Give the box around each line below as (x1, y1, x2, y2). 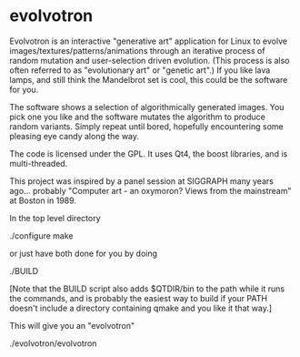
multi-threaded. (9, 158, 68, 168)
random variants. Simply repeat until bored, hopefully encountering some (9, 120, 284, 132)
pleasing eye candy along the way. (9, 130, 139, 141)
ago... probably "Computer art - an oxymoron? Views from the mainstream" (9, 185, 292, 196)
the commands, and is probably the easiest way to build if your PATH (9, 292, 268, 303)
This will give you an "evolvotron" (9, 320, 135, 331)
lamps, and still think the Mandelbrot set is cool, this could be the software (9, 74, 288, 85)
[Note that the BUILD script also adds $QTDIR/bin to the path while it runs (9, 283, 285, 294)
